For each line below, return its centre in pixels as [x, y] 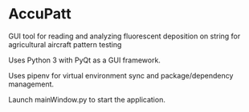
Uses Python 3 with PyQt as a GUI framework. [84, 60]
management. [31, 84]
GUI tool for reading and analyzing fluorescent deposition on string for [124, 36]
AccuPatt [40, 14]
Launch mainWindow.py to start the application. [87, 99]
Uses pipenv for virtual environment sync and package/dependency [121, 75]
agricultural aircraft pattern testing [65, 44]
